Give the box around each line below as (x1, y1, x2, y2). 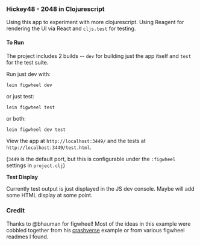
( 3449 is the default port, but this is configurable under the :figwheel (6, 155, 176, 162)
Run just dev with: (6, 70, 51, 77)
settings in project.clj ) (6, 162, 65, 169)
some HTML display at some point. (6, 191, 93, 199)
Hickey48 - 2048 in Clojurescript (6, 5, 105, 13)
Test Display (6, 173, 38, 180)
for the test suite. (6, 59, 49, 66)
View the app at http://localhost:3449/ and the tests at (6, 137, 146, 144)
